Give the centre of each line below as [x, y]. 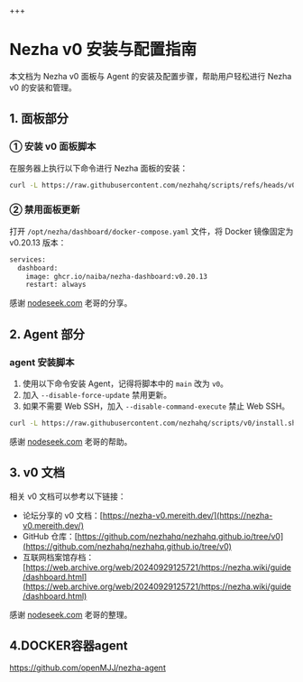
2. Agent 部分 [47, 334]
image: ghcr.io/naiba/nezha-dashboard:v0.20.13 [116, 276]
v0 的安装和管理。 [43, 88]
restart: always [56, 285]
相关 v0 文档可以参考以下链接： [68, 496]
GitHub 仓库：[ [50, 536]
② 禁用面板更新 [45, 210]
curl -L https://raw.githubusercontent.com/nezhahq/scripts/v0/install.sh [153, 423]
